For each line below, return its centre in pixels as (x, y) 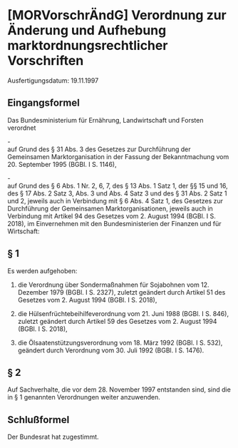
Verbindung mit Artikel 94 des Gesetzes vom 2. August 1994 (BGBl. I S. (112, 216)
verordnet (22, 128)
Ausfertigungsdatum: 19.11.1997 (53, 80)
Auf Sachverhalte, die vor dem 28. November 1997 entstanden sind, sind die (119, 390)
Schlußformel (38, 420)
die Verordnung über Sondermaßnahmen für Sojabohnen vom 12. (113, 285)
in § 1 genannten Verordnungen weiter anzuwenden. (84, 397)
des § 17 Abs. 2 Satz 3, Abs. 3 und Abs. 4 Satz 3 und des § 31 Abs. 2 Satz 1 (117, 193)
